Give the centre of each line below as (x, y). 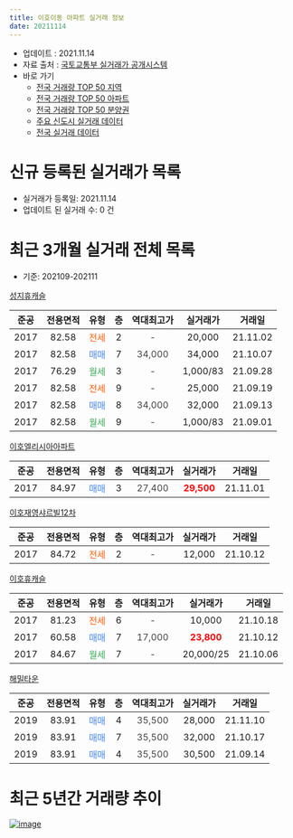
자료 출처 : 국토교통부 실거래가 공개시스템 (95, 64)
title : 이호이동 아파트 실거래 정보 (67, 18)
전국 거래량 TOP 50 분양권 (82, 109)
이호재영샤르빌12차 (43, 513)
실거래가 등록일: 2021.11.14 (70, 199)
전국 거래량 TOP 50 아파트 (82, 98)
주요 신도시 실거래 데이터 (80, 121)
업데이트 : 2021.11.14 (58, 53)
